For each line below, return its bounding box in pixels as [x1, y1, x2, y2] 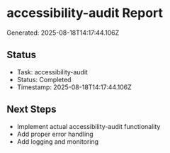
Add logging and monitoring [16, 137, 99, 146]
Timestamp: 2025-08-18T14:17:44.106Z [16, 83, 132, 91]
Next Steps [6, 103, 57, 115]
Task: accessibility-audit [16, 67, 88, 76]
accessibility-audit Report [6, 5, 164, 21]
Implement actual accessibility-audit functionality [16, 122, 161, 130]
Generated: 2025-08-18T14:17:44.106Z [6, 28, 120, 37]
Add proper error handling [16, 130, 93, 138]
